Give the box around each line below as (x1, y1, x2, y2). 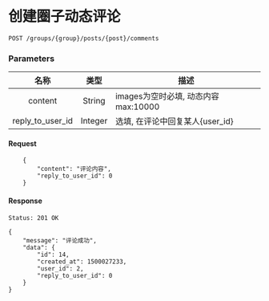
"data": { (22, 243, 56, 251)
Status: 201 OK (8, 214, 59, 222)
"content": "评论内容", (37, 165, 112, 173)
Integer (80, 116, 108, 127)
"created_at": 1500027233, (37, 258, 127, 266)
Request (8, 138, 38, 148)
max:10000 (114, 101, 160, 112)
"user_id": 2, (37, 264, 84, 273)
